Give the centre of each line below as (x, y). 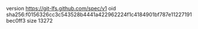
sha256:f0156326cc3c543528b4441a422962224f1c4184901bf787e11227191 (99, 14)
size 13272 (40, 21)
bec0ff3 (16, 21)
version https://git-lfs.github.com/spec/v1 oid (61, 8)
